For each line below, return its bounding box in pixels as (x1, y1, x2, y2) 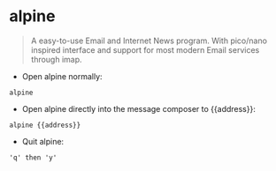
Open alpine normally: (21, 71, 103, 81)
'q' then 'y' (9, 152, 57, 162)
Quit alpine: (21, 136, 65, 146)
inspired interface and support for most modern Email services (30, 44, 260, 55)
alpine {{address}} (9, 121, 81, 130)
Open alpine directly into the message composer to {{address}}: (21, 103, 257, 114)
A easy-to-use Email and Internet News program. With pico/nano (30, 35, 268, 46)
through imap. (30, 54, 82, 64)
